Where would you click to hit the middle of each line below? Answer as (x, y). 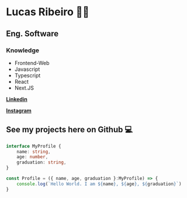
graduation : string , (41, 163)
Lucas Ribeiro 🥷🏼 (48, 12)
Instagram (19, 110)
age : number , (32, 157)
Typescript (27, 75)
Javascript (27, 69)
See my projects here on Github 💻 (70, 130)
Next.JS (24, 88)
